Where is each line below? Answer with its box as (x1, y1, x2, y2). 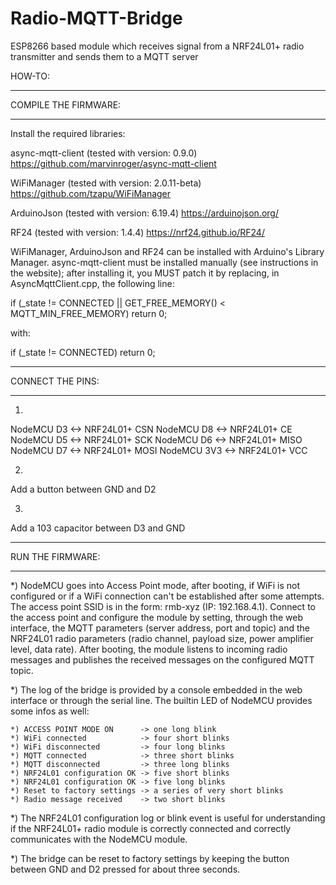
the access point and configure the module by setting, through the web (10, 611, 303, 623)
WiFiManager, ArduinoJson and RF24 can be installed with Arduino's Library (10, 245, 325, 257)
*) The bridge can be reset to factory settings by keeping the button (10, 852, 290, 864)
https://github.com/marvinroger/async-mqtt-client (10, 157, 217, 169)
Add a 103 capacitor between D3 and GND (10, 522, 186, 534)
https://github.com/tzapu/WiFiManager (10, 187, 172, 199)
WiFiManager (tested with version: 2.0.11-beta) (10, 177, 202, 189)
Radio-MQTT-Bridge (10, 7, 183, 30)
